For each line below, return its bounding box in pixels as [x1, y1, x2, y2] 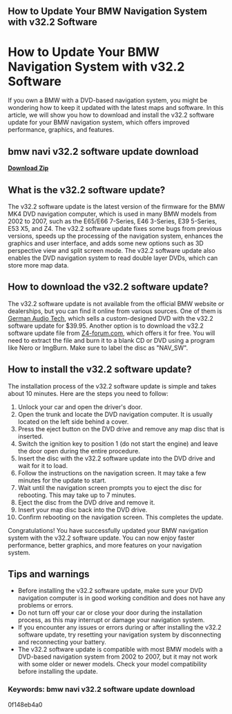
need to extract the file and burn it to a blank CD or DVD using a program [8, 336, 215, 344]
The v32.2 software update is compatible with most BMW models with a [17, 646, 223, 654]
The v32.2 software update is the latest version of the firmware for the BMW [8, 202, 225, 210]
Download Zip [8, 164, 49, 172]
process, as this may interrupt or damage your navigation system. [17, 616, 205, 624]
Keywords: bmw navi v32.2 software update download [8, 684, 195, 694]
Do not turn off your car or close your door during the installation [17, 608, 202, 617]
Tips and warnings [8, 568, 90, 580]
